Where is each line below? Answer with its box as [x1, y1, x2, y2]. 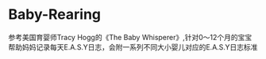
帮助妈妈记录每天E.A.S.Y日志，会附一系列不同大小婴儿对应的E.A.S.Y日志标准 [8, 42, 258, 52]
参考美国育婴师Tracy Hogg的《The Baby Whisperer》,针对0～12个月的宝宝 [8, 32, 253, 42]
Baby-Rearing [8, 6, 102, 24]
